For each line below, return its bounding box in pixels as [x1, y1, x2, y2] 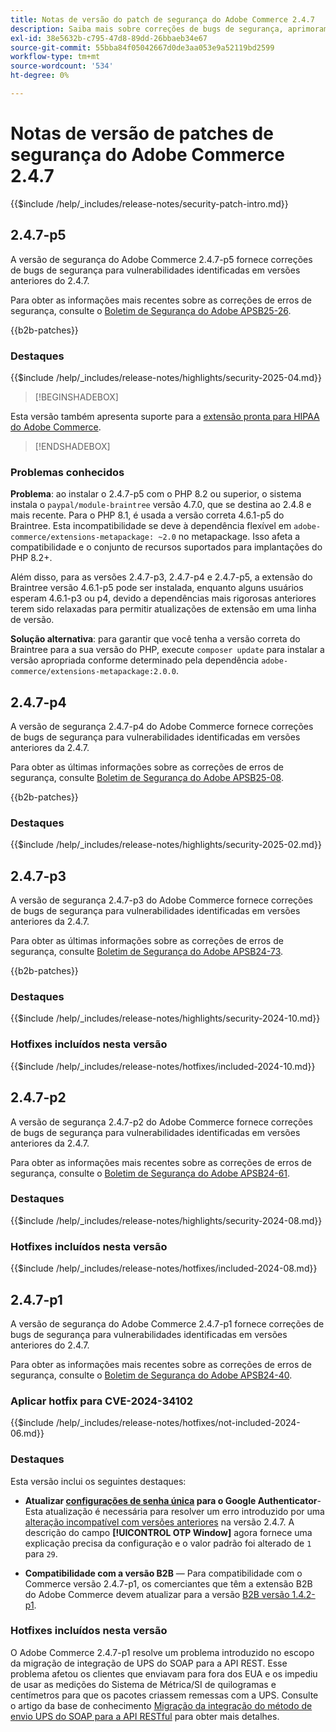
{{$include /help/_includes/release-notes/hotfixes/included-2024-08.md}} [10, 1262, 318, 1275]
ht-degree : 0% [10, 71, 70, 81]
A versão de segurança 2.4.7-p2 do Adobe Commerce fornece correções [10, 1116, 313, 1128]
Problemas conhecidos [10, 465, 125, 479]
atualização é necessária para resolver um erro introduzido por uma [45, 1505, 325, 1517]
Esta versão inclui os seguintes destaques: [10, 1475, 187, 1487]
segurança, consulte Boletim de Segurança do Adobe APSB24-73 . [10, 946, 284, 958]
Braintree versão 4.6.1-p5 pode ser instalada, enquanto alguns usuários [10, 582, 304, 594]
